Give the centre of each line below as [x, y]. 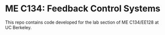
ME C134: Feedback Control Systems [83, 9]
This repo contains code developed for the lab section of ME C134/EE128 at [82, 22]
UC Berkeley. [19, 27]
